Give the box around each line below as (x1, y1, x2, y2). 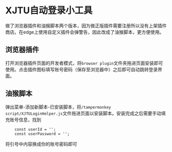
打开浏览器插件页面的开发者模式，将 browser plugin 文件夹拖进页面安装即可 (5, 60, 163, 66)
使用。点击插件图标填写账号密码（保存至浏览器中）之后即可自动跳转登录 (5, 66, 158, 72)
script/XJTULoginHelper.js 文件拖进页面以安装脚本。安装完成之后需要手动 (5, 110, 161, 116)
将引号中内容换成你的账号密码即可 (5, 141, 77, 147)
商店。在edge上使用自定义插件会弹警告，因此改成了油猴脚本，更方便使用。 (5, 29, 164, 35)
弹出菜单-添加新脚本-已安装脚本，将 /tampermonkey (5, 103, 111, 110)
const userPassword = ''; (14, 131, 70, 136)
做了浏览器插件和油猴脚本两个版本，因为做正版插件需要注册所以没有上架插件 (5, 23, 167, 29)
